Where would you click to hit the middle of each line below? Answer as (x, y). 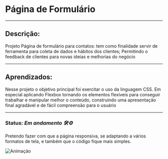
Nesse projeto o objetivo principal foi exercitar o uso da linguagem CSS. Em (83, 89)
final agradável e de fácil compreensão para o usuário (61, 105)
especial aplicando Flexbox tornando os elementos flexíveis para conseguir (83, 94)
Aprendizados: (29, 77)
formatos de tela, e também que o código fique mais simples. (68, 141)
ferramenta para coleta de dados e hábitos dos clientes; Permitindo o (76, 51)
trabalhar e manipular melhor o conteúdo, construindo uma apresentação (81, 100)
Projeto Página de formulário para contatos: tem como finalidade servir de (81, 46)
